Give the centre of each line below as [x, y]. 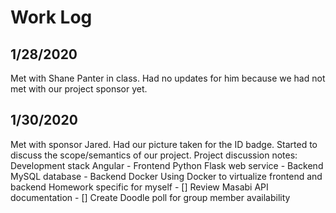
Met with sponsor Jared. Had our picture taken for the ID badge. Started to [164, 144]
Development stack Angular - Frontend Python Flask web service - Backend [167, 165]
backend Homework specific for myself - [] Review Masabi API [139, 187]
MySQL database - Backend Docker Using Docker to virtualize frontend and [166, 176]
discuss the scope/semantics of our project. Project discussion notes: [154, 155]
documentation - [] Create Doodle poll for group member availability [150, 197]
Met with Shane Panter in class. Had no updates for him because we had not [168, 78]
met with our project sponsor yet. [79, 89]
